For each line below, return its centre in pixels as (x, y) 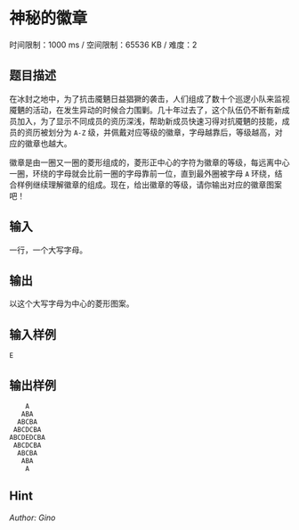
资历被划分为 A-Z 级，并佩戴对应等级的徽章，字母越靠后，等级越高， (150, 132)
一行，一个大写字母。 (48, 250)
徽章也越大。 (48, 143)
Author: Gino (32, 518)
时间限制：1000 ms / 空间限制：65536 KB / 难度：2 (103, 45)
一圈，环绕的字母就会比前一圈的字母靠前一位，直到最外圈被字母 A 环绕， (142, 173)
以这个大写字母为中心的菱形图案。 (72, 303)
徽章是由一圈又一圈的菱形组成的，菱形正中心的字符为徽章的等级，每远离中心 (149, 162)
